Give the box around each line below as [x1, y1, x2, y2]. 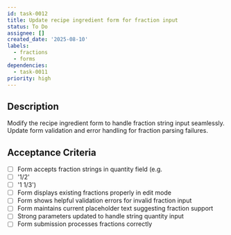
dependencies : [7, 62, 49, 69]
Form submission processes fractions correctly [17, 220, 153, 228]
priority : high [7, 74, 51, 82]
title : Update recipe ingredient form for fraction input [7, 17, 178, 24]
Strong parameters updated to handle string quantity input [17, 212, 184, 220]
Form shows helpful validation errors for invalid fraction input [17, 196, 192, 205]
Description [7, 100, 59, 112]
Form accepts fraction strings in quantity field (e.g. [17, 165, 163, 173]
